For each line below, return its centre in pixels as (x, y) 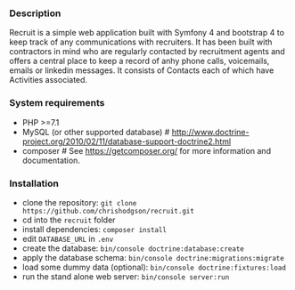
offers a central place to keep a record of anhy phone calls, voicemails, (139, 61)
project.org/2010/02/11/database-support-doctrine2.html (127, 141)
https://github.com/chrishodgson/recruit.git (108, 211)
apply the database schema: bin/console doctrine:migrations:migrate (153, 257)
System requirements (57, 103)
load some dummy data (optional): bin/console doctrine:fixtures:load (154, 267)
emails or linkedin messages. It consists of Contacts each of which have (142, 70)
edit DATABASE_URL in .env (68, 238)
